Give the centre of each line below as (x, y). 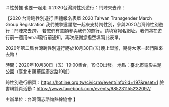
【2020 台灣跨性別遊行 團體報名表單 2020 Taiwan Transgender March (79, 18)
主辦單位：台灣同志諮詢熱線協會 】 (41, 99)
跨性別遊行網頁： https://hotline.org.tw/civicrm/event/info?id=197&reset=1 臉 (85, 82)
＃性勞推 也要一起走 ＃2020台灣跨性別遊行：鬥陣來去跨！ (65, 7)
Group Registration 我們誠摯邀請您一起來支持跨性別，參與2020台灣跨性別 (82, 25)
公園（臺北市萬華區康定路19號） (39, 72)
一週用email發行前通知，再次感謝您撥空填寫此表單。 (69, 37)
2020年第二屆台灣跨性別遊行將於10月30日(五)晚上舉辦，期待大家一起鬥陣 (82, 48)
